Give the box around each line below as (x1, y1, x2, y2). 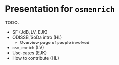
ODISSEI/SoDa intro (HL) (12, 34, 62, 40)
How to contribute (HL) (12, 55, 59, 61)
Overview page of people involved (19, 39, 89, 45)
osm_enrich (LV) (12, 44, 44, 50)
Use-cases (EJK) (12, 50, 47, 56)
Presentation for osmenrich (5, 3, 115, 15)
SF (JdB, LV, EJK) (12, 29, 48, 35)
